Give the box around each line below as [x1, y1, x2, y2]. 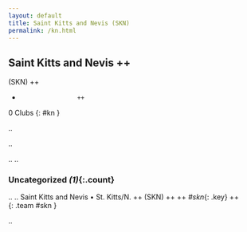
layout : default [8, 11, 62, 20]
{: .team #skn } [8, 201, 57, 210]
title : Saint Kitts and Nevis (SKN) [8, 19, 130, 27]
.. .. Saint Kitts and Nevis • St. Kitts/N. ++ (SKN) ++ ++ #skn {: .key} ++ [8, 192, 239, 202]
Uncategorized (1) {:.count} [8, 175, 116, 186]
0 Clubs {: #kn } [8, 108, 61, 118]
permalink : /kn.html [8, 26, 77, 34]
